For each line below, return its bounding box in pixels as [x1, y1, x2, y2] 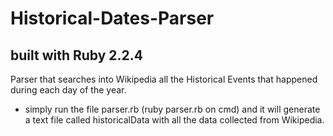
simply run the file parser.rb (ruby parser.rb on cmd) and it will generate [24, 103, 321, 115]
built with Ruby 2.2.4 [10, 47, 144, 64]
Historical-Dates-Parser [10, 7, 215, 30]
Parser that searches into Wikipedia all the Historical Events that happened [10, 73, 318, 85]
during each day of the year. [10, 84, 127, 96]
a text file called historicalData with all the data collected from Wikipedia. [24, 114, 325, 126]
